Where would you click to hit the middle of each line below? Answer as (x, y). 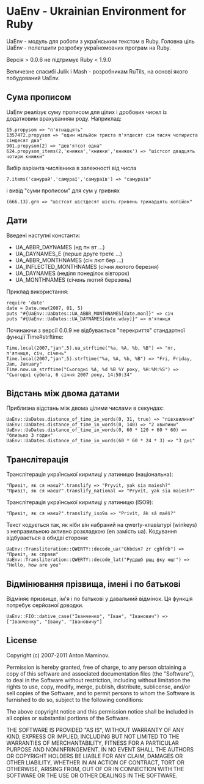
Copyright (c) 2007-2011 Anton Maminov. (58, 655)
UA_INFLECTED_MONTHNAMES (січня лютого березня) (87, 266)
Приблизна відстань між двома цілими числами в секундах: (85, 408)
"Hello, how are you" (34, 565)
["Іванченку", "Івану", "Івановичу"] (54, 622)
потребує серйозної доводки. (45, 605)
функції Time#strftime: (35, 337)
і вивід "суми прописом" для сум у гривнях (63, 190)
